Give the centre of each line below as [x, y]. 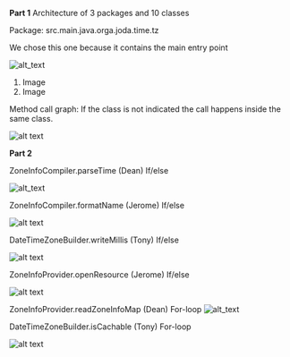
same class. [31, 119]
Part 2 [21, 153]
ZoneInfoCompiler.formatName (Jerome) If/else [97, 205]
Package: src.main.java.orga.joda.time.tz [84, 30]
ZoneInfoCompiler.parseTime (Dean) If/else [89, 170]
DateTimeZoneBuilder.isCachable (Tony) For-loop [100, 327]
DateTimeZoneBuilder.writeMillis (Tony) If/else [94, 240]
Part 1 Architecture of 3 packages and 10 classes [99, 13]
